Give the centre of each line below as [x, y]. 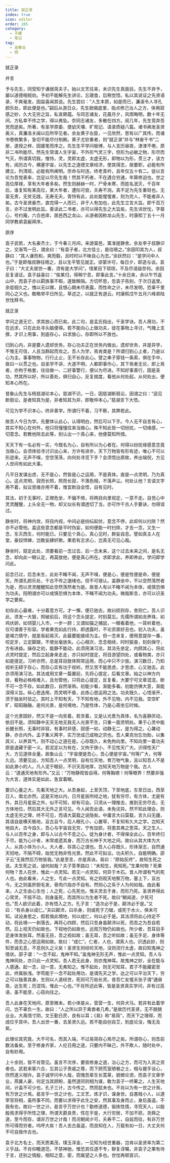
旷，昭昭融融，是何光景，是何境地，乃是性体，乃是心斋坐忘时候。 [74, 705]
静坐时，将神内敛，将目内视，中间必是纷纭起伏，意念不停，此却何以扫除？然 [85, 521]
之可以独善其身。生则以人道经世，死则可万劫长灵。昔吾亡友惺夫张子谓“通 [82, 979]
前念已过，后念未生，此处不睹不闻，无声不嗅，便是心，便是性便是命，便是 [83, 574]
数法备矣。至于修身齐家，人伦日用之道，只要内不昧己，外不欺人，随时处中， [85, 1045]
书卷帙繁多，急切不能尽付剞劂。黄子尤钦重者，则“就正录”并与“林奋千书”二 [82, 139]
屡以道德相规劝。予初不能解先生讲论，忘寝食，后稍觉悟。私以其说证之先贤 [83, 95]
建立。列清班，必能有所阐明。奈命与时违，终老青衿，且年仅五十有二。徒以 [83, 171]
